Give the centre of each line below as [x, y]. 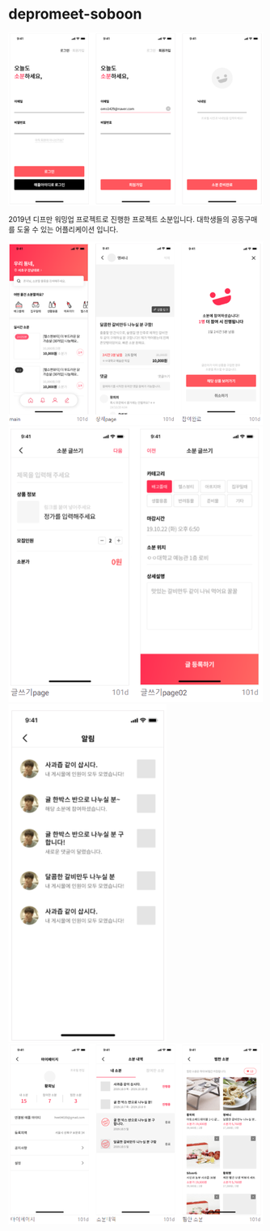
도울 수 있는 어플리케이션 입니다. [67, 230]
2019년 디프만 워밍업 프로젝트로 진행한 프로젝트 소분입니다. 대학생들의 [119, 219]
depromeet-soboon [75, 14]
